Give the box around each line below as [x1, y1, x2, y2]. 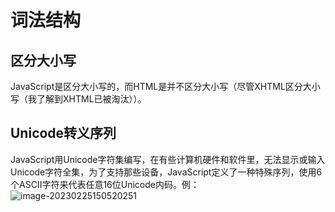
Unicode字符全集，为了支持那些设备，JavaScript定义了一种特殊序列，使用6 [10, 166, 323, 178]
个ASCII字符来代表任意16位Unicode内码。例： [10, 178, 200, 190]
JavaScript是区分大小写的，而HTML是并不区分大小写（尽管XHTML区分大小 [10, 81, 321, 92]
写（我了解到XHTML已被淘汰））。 [10, 93, 147, 105]
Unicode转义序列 [10, 125, 117, 142]
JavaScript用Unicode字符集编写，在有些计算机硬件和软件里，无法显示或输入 [10, 153, 326, 165]
